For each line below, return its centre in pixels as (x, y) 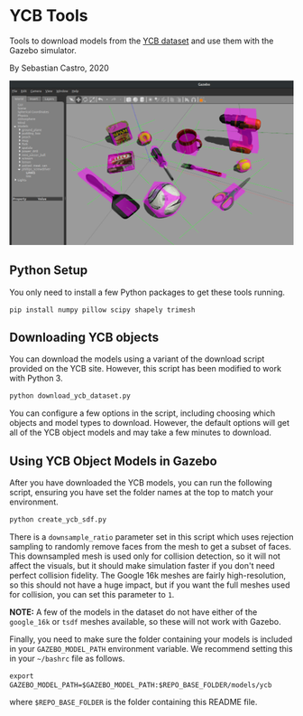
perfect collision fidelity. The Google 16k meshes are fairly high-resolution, (148, 575)
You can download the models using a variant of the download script (137, 359)
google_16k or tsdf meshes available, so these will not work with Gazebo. (145, 622)
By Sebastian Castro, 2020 (60, 68)
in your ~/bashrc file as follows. (67, 658)
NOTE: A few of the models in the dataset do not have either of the (133, 612)
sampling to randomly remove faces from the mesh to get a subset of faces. (150, 546)
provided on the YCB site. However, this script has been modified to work (146, 369)
